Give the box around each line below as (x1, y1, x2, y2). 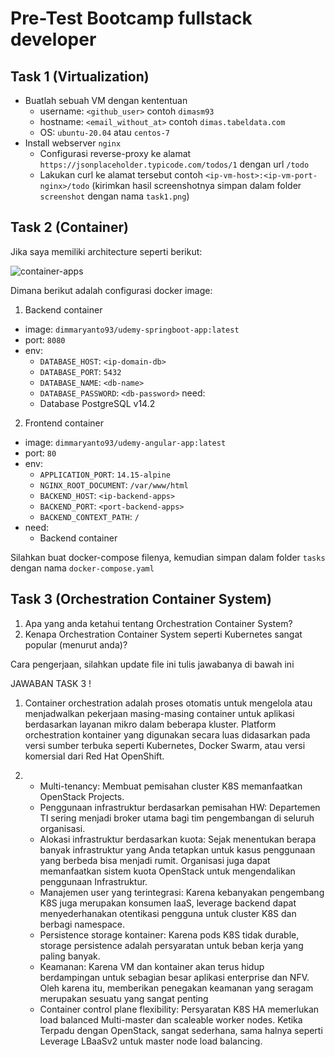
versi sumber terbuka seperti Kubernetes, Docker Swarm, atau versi (24, 739, 306, 751)
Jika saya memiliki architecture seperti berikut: (10, 245, 203, 257)
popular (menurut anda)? (24, 638, 128, 651)
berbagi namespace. (39, 918, 126, 930)
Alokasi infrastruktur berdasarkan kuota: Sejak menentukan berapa (39, 833, 317, 845)
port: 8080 (24, 333, 66, 346)
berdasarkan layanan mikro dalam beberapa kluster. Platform (24, 718, 277, 730)
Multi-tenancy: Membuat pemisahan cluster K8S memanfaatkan (39, 780, 303, 792)
